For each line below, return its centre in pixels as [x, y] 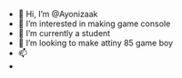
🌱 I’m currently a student [64, 33]
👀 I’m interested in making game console [94, 24]
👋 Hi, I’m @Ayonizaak [58, 14]
